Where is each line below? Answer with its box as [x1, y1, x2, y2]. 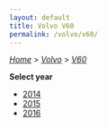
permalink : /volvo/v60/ [9, 30, 99, 38]
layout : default [9, 13, 70, 22]
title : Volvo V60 [9, 21, 75, 30]
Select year [9, 72, 53, 82]
